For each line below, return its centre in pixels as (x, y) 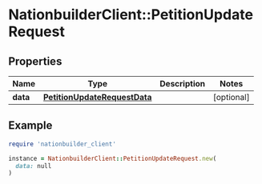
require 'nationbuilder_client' (62, 144)
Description (183, 84)
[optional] (231, 97)
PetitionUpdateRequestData (97, 97)
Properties (35, 61)
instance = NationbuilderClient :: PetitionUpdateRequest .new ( (113, 158)
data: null (34, 166)
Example (30, 126)
